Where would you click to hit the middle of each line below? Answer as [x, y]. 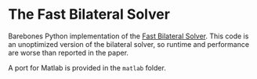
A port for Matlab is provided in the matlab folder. [87, 67]
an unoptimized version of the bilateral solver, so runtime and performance [128, 44]
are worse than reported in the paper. [69, 52]
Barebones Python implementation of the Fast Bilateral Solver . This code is [128, 36]
